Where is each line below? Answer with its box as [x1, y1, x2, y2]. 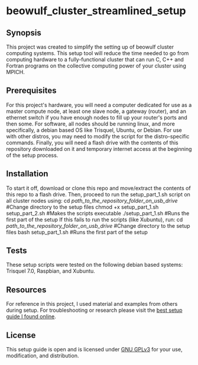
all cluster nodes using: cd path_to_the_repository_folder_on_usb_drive [6, 197, 178, 204]
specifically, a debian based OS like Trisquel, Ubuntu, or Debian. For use [6, 126, 182, 134]
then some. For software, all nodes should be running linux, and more [6, 120, 176, 127]
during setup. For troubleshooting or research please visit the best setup [6, 306, 183, 314]
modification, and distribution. [6, 352, 79, 359]
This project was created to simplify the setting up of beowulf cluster [6, 43, 174, 50]
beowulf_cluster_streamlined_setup [6, 4, 186, 18]
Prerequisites [6, 86, 57, 96]
